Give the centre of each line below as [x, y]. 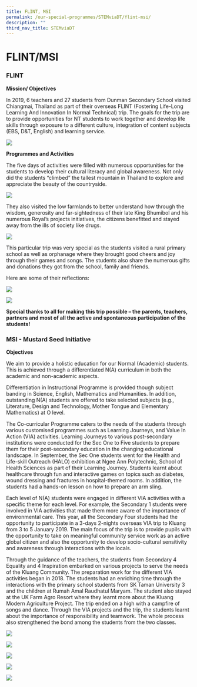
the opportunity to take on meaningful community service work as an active [98, 536]
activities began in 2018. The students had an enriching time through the [94, 578]
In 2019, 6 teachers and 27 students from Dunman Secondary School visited [98, 100]
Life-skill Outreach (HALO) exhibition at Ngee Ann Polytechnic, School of [94, 462]
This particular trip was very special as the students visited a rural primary [96, 248]
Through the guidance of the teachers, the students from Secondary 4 [91, 560]
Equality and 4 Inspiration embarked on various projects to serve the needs [97, 566]
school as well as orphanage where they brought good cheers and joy [91, 254]
